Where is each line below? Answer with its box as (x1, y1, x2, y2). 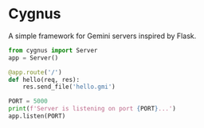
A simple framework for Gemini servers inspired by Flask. (8, 31, 197, 41)
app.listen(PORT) (8, 112, 66, 120)
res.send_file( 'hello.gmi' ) (22, 83, 116, 91)
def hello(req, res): (8, 76, 80, 83)
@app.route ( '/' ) (8, 68, 62, 76)
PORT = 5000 (8, 97, 48, 106)
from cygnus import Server (8, 46, 98, 54)
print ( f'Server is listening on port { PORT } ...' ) (8, 105, 177, 113)
